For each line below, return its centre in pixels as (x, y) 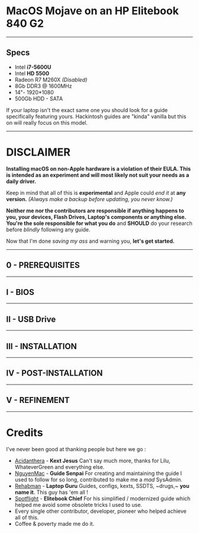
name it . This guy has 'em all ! (52, 492)
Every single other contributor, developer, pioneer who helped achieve (100, 511)
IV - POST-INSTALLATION (54, 373)
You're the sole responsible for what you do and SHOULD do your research (99, 223)
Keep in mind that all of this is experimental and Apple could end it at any (96, 193)
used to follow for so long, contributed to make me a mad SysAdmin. (98, 480)
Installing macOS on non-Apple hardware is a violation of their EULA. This (99, 169)
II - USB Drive (31, 319)
